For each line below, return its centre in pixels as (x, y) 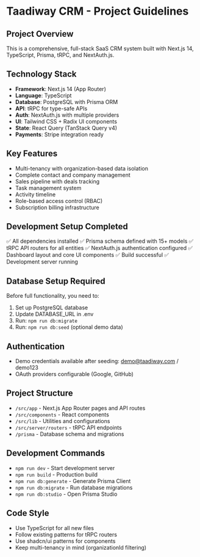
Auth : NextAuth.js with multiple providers (67, 115)
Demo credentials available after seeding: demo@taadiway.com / (97, 361)
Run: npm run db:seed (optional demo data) (69, 327)
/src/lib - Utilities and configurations (62, 421)
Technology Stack (41, 74)
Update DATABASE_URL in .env (54, 314)
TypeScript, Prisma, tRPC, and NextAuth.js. (60, 55)
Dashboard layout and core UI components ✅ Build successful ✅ (88, 255)
